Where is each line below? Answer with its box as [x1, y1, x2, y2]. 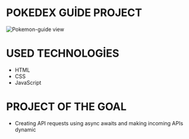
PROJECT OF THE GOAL [6, 100, 127, 113]
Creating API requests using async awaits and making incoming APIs [14, 119, 184, 126]
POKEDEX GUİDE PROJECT [6, 6, 143, 20]
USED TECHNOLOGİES [6, 47, 119, 60]
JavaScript [14, 79, 42, 86]
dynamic [14, 126, 37, 133]
